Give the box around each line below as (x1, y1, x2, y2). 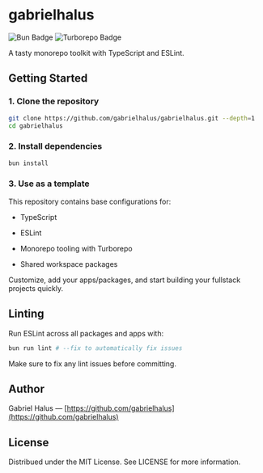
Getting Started (8, 71, 88, 86)
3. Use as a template (8, 178, 91, 189)
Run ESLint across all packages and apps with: (8, 328, 164, 338)
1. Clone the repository (8, 95, 100, 107)
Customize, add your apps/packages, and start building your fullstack (8, 275, 241, 285)
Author (8, 382, 45, 395)
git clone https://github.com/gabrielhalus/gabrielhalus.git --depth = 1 (8, 114, 255, 122)
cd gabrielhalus (8, 121, 63, 130)
